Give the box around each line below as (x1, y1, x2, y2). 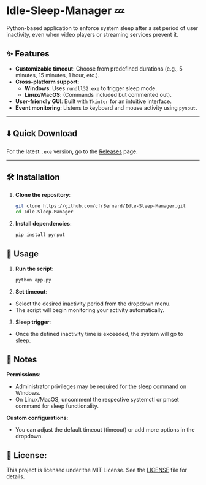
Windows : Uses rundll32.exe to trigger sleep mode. (24, 84, 158, 92)
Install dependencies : (15, 220, 72, 227)
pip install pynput (15, 232, 66, 238)
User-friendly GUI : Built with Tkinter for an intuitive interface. (15, 97, 172, 105)
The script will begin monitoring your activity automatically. (15, 306, 165, 313)
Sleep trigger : (15, 318, 51, 326)
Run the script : (15, 265, 54, 272)
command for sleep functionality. (15, 402, 99, 410)
